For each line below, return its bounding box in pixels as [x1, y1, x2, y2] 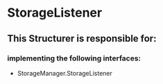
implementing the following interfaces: [7, 53, 141, 63]
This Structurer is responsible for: [7, 33, 157, 44]
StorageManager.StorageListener [17, 69, 113, 77]
